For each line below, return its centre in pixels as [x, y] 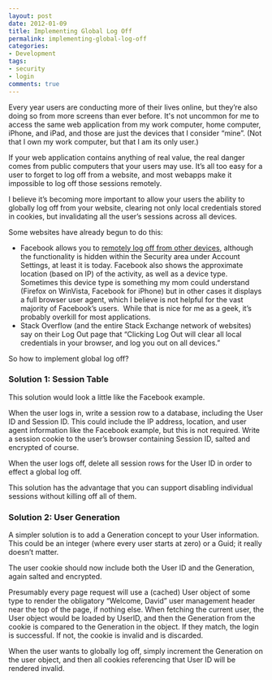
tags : [17, 62]
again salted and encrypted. [56, 577]
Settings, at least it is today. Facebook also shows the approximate [132, 265]
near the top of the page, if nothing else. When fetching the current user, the [136, 609]
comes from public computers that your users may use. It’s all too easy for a [136, 166]
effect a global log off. [45, 471]
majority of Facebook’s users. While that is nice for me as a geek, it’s [136, 308]
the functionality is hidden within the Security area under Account [130, 256]
